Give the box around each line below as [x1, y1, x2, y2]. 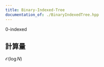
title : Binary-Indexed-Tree [5, 7, 65, 13]
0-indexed [5, 26, 27, 32]
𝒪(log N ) [5, 56, 22, 62]
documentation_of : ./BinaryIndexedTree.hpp [5, 12, 99, 17]
